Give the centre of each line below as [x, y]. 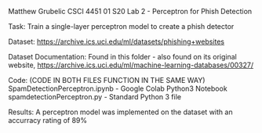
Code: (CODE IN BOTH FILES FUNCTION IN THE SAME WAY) [107, 80]
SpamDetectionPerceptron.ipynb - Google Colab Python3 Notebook [118, 88]
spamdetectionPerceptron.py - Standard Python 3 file [95, 97]
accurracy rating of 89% [48, 120]
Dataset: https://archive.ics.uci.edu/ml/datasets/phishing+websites [116, 41]
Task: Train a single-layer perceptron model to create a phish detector [121, 26]
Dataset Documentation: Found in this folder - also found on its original [123, 57]
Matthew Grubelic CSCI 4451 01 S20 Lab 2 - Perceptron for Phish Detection [130, 11]
